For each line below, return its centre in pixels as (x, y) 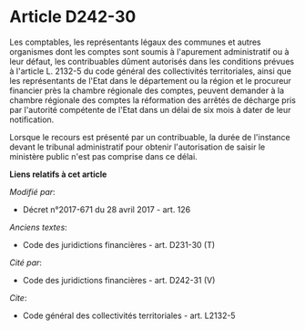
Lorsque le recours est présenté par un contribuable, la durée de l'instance (150, 137)
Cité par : (26, 263)
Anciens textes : (39, 227)
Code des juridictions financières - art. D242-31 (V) (119, 280)
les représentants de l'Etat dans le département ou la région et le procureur (150, 80)
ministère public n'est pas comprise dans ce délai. (103, 156)
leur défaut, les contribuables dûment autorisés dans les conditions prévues (152, 61)
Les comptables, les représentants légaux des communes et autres (135, 42)
